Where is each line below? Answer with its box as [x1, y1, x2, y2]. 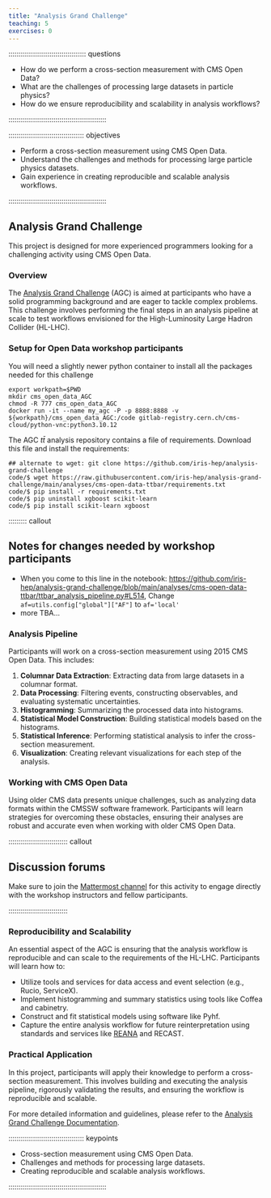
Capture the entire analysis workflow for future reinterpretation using [19, 1020, 250, 1030]
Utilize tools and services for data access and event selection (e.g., [19, 977, 244, 987]
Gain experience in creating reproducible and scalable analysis [19, 171, 231, 182]
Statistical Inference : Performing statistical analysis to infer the [19, 730, 233, 740]
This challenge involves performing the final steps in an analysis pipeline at [8, 305, 259, 315]
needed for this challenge [8, 370, 94, 379]
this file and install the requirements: [8, 443, 129, 453]
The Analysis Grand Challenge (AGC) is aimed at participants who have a [8, 288, 252, 298]
